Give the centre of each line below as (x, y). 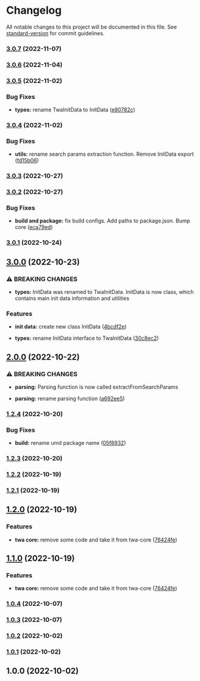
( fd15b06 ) (27, 160)
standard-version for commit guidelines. (55, 33)
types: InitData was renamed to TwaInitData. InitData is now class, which (104, 292)
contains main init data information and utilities (72, 298)
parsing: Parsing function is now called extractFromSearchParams (96, 387)
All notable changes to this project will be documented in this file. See (92, 27)
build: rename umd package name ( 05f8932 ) (70, 443)
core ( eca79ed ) (34, 227)
